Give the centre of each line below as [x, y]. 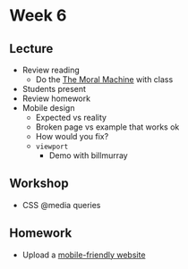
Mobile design [48, 108]
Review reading [51, 70]
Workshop [39, 184]
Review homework [56, 98]
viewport [52, 147]
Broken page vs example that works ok [107, 127]
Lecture [31, 49]
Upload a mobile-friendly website [84, 255]
